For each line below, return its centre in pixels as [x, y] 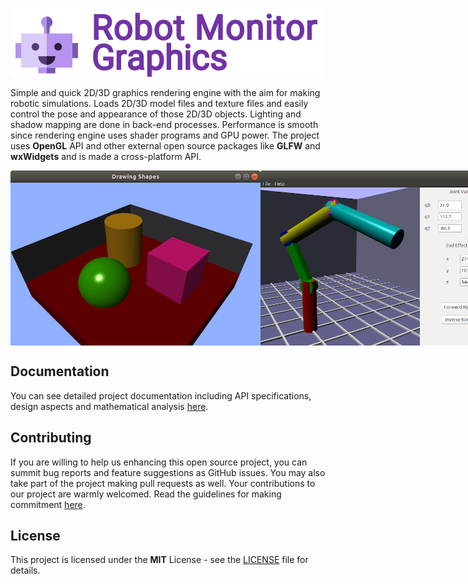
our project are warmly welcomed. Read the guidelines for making [146, 494]
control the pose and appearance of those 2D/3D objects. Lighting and [156, 114]
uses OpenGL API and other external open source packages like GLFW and [165, 146]
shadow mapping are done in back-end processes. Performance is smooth [164, 124]
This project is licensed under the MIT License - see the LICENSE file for [159, 560]
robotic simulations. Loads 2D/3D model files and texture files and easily [159, 103]
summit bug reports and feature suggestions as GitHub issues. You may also [168, 472]
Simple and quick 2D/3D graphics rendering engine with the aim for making [165, 92]
